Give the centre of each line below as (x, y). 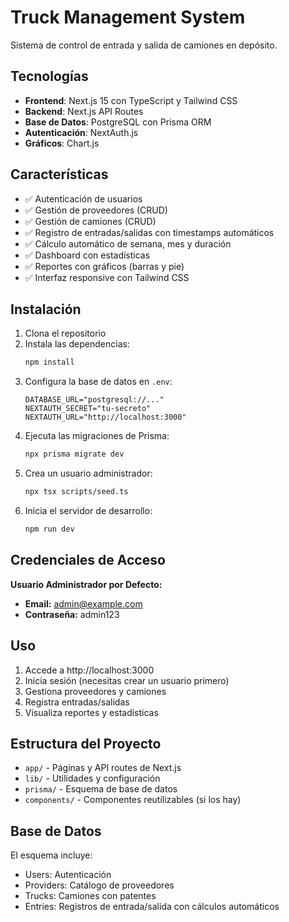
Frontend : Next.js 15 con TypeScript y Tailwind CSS (131, 100)
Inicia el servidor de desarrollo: (88, 510)
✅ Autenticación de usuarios (83, 198)
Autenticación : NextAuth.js (81, 132)
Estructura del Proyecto (86, 743)
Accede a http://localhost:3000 (89, 670)
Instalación (46, 309)
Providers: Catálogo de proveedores (99, 885)
